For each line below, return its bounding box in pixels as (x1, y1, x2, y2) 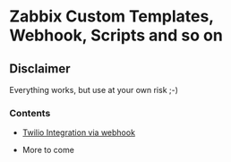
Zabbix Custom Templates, (9, 6, 214, 27)
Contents (9, 107, 51, 119)
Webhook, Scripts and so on (9, 25, 224, 46)
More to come (21, 145, 74, 156)
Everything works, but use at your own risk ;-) (9, 85, 179, 95)
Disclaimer (9, 61, 71, 76)
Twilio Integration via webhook (21, 127, 136, 138)
